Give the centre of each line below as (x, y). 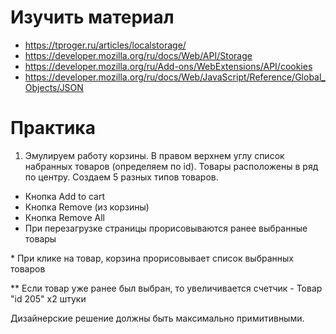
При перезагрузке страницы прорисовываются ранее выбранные (166, 228)
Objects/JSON (54, 87)
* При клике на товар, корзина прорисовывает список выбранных (152, 258)
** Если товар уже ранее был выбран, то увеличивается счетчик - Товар (166, 288)
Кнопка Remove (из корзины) (87, 207)
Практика (53, 128)
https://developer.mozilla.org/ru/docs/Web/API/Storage (138, 55)
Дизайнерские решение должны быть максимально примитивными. (157, 318)
